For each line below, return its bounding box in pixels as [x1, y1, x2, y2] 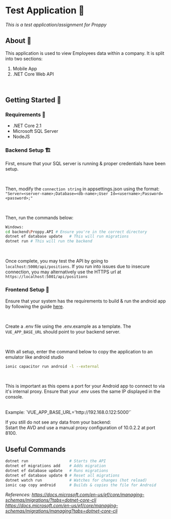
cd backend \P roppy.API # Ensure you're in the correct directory [5, 229, 147, 234]
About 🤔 [5, 36, 32, 45]
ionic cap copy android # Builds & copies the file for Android [5, 482, 157, 488]
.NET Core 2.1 [12, 123, 42, 129]
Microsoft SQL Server [12, 128, 59, 134]
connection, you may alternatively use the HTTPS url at [5, 269, 121, 275]
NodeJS [12, 133, 30, 140]
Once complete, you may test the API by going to [5, 258, 109, 264]
